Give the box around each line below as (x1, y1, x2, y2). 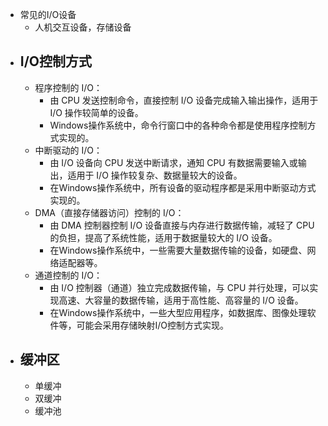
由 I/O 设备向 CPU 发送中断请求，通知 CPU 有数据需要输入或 (49, 156, 298, 168)
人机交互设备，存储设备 (34, 21, 132, 33)
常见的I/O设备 (19, 9, 77, 20)
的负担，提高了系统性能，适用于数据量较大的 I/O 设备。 (49, 231, 278, 243)
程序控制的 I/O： (34, 81, 103, 93)
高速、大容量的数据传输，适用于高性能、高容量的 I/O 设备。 (58, 294, 304, 306)
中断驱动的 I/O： (34, 144, 103, 156)
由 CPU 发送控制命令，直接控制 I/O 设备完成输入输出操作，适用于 (49, 94, 319, 106)
